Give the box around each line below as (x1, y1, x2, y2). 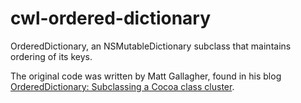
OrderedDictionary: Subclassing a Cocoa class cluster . (10, 80, 235, 92)
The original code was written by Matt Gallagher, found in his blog (10, 70, 282, 82)
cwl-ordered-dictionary (10, 7, 212, 30)
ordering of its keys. (10, 50, 93, 62)
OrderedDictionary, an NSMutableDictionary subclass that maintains (10, 40, 292, 52)
